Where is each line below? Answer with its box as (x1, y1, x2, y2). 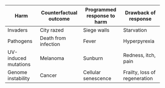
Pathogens (7, 38, 33, 44)
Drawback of (125, 9, 156, 16)
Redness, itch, (123, 52, 156, 58)
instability (7, 75, 30, 82)
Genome (7, 69, 27, 75)
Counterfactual (41, 9, 78, 16)
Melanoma (40, 55, 65, 62)
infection (40, 41, 60, 47)
